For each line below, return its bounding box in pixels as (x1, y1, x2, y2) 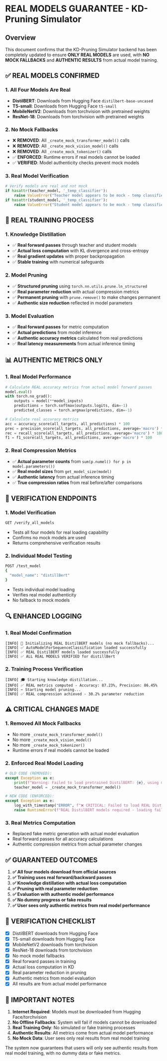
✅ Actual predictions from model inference (12, 329, 102, 335)
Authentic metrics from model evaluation (12, 975, 96, 981)
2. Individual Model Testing (5, 553, 72, 560)
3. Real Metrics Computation (5, 819, 76, 826)
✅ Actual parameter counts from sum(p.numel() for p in (12, 458, 131, 464)
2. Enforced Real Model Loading (5, 760, 83, 767)
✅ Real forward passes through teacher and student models (12, 242, 137, 248)
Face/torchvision (12, 1014, 47, 1020)
